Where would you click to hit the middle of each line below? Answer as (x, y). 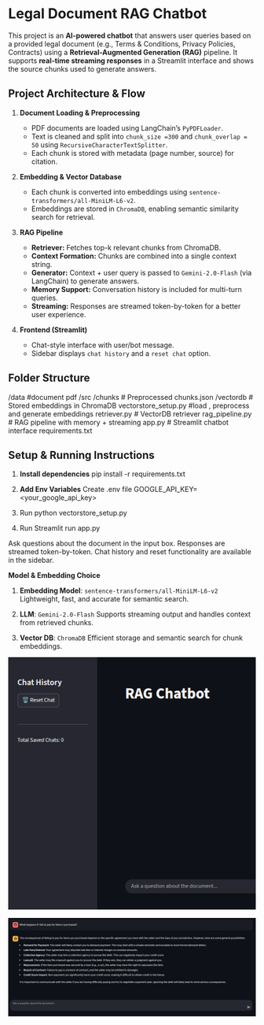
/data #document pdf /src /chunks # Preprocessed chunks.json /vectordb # (131, 397)
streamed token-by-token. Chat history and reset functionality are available (130, 552)
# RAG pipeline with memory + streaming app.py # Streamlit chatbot (119, 422)
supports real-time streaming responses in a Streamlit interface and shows (131, 61)
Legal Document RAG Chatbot (108, 14)
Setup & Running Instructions (81, 455)
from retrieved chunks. (57, 623)
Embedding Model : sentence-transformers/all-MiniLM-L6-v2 (119, 590)
